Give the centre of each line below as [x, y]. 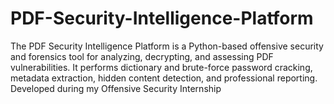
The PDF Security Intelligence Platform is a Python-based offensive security [167, 46]
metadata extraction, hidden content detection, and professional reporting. [164, 78]
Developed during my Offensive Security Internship [116, 88]
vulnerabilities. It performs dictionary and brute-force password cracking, [161, 67]
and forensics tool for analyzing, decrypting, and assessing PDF [142, 56]
